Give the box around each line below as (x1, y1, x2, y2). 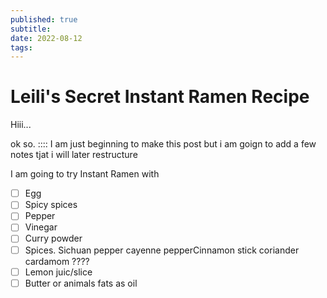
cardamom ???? (24, 255, 90, 267)
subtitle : (10, 24, 52, 34)
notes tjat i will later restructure (10, 149, 138, 161)
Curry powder (24, 232, 83, 245)
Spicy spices (24, 199, 78, 211)
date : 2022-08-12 (10, 33, 83, 43)
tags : (10, 42, 33, 53)
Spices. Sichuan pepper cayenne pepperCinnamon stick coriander (24, 244, 300, 256)
